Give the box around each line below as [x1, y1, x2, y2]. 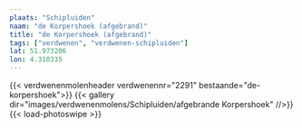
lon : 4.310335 [9, 55, 63, 64]
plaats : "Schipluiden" [9, 13, 95, 23]
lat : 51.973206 [9, 47, 67, 56]
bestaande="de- [199, 80, 261, 90]
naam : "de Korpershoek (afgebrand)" [9, 22, 148, 31]
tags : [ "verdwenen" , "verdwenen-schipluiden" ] [9, 38, 189, 48]
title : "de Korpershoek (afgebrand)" [9, 30, 152, 39]
